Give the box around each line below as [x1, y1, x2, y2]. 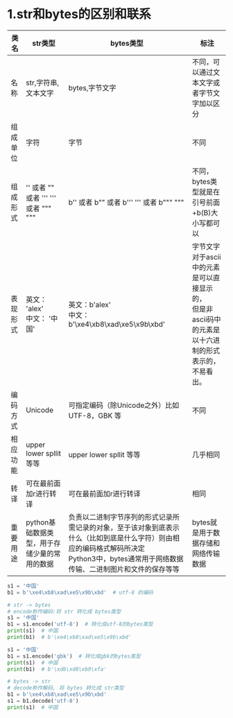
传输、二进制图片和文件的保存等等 [68, 564, 180, 574]
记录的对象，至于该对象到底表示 [75, 522, 180, 532]
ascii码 [191, 314, 214, 324]
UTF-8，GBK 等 [68, 411, 122, 420]
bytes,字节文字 [68, 83, 116, 92]
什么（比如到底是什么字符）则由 [68, 533, 173, 542]
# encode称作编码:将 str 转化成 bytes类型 [7, 608, 121, 615]
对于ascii [191, 252, 221, 262]
